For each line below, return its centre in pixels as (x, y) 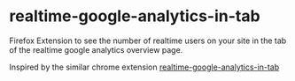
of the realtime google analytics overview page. (96, 49)
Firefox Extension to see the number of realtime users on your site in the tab (148, 40)
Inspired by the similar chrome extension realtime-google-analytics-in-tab (144, 67)
